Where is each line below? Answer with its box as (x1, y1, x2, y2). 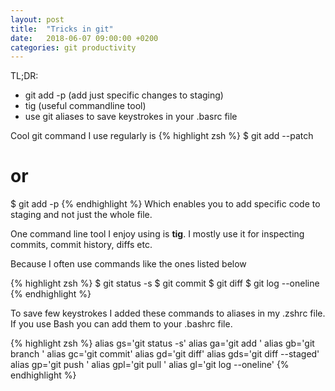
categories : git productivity (10, 42, 137, 53)
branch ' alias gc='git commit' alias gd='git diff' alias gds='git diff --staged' (10, 348, 320, 360)
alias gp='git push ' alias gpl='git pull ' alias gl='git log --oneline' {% (10, 359, 290, 371)
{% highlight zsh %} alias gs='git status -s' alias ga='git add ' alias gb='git (10, 337, 315, 350)
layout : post (10, 14, 65, 25)
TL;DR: (10, 70, 39, 82)
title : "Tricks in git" (10, 24, 114, 34)
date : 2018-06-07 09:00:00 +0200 (10, 33, 159, 43)
